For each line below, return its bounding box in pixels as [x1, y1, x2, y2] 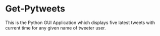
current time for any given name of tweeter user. [5, 24, 106, 30]
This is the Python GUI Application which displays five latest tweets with [5, 19, 155, 25]
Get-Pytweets [5, 3, 66, 14]
